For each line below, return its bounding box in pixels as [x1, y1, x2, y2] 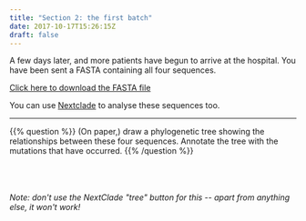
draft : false [9, 30, 59, 39]
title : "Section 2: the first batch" [9, 13, 153, 23]
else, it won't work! [9, 202, 81, 213]
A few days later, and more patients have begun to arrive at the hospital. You [9, 55, 296, 66]
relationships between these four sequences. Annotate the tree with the [9, 136, 279, 146]
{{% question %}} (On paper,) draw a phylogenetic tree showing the [9, 126, 265, 137]
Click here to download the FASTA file [9, 83, 151, 94]
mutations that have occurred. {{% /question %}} [9, 146, 194, 156]
